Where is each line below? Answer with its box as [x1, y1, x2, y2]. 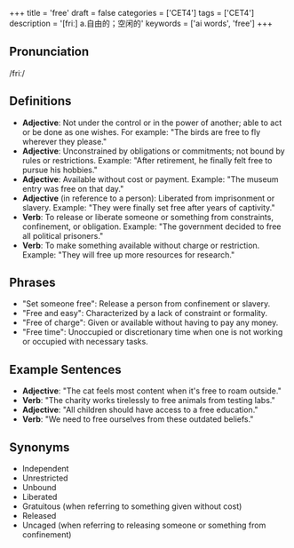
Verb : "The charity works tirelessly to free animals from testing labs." [21, 395, 275, 406]
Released [21, 511, 57, 521]
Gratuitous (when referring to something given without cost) [21, 501, 242, 512]
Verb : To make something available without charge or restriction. [21, 240, 260, 250]
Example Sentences [9, 361, 122, 377]
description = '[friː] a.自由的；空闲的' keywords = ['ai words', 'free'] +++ [9, 18, 273, 28]
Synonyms [9, 440, 70, 455]
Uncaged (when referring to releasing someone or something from [21, 520, 266, 531]
